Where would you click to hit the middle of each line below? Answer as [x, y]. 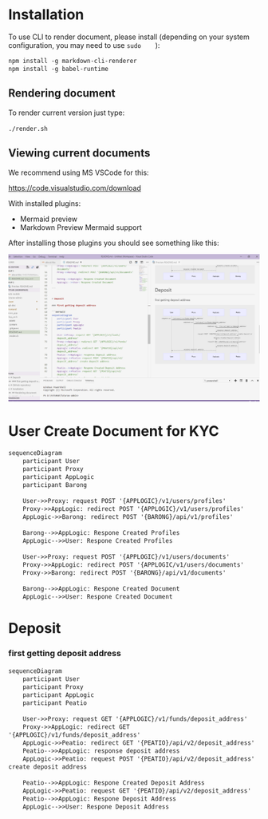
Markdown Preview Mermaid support [81, 227]
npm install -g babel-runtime [59, 69]
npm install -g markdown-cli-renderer [73, 61]
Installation [46, 15]
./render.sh [28, 129]
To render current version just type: [67, 113]
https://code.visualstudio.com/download [75, 188]
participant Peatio [55, 703]
